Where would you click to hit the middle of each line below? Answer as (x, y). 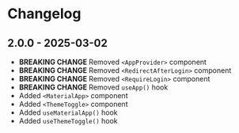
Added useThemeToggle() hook (68, 121)
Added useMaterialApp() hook (68, 112)
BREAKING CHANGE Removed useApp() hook (93, 87)
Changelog (44, 14)
